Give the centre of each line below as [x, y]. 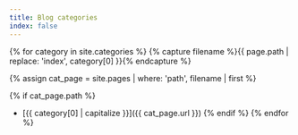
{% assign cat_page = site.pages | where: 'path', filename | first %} [133, 78]
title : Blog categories [54, 17]
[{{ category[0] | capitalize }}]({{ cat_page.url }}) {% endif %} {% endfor [155, 113]
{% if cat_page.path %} [53, 96]
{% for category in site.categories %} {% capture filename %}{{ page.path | [149, 51]
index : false [34, 26]
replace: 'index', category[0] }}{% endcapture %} [100, 61]
